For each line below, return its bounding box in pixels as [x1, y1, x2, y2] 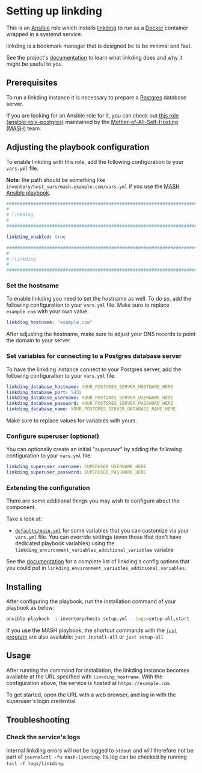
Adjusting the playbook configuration [6, 142, 150, 152]
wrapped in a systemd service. [6, 30, 83, 37]
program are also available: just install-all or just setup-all [6, 633, 164, 640]
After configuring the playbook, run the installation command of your [6, 598, 176, 605]
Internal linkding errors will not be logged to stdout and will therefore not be [6, 746, 194, 754]
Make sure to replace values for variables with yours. [6, 417, 138, 424]
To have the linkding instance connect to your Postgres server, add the [6, 366, 182, 373]
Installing [6, 581, 42, 592]
